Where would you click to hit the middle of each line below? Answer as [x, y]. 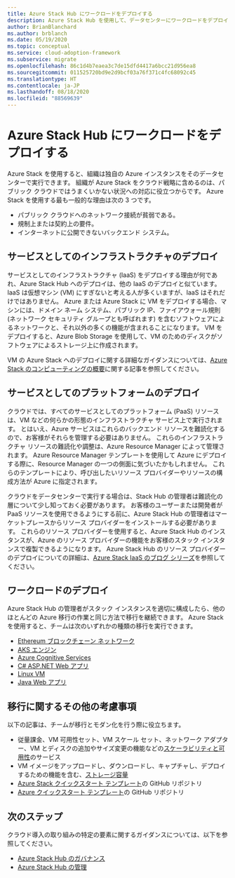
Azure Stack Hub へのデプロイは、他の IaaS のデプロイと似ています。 [120, 283]
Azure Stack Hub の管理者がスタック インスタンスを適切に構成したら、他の [116, 609]
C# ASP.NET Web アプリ [53, 666]
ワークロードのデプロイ [58, 590]
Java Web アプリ [42, 682]
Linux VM [31, 674]
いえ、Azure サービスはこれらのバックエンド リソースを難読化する [129, 428]
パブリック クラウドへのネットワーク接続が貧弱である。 [98, 215]
